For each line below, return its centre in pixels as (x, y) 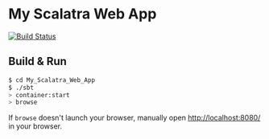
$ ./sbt (21, 88)
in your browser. (35, 126)
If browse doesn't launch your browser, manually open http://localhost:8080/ (134, 118)
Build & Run (37, 61)
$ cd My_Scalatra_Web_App (52, 80)
